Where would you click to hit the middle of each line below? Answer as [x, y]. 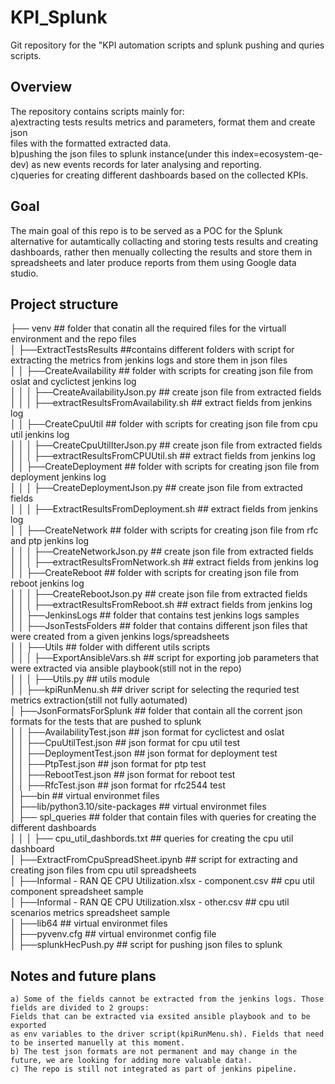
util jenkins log [40, 435]
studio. [24, 273]
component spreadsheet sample [77, 892]
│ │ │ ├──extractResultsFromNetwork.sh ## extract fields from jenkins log [164, 562]
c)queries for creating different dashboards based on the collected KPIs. [159, 175]
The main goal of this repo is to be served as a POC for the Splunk [146, 230]
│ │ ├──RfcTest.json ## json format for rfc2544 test [118, 785]
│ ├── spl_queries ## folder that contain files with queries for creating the [163, 817]
